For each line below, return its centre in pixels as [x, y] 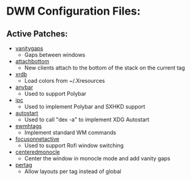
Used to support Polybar [55, 94]
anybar [24, 87]
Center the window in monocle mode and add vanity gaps [97, 158]
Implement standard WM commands [70, 133]
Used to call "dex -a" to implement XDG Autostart [87, 119]
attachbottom [32, 61]
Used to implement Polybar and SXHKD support [85, 107]
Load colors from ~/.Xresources [65, 81]
